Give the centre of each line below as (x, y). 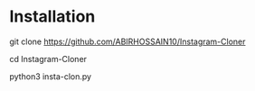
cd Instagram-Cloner (48, 59)
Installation (52, 17)
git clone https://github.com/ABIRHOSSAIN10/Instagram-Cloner (127, 41)
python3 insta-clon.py (51, 76)
